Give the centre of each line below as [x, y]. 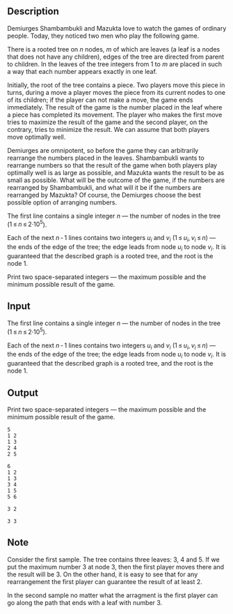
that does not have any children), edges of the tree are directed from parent [116, 57]
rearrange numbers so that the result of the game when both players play [112, 165]
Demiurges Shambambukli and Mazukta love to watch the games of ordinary [117, 28]
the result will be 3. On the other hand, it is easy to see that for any [103, 574]
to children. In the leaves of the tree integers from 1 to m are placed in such [115, 64]
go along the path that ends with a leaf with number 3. [85, 602]
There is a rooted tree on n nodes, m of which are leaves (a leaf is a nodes [114, 49]
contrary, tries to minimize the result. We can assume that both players [109, 129]
